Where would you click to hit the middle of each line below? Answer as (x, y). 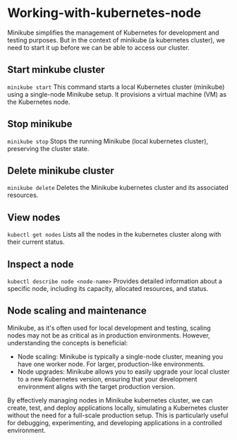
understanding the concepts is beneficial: (68, 343)
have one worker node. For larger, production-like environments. (111, 364)
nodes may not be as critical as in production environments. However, (109, 335)
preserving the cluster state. (48, 148)
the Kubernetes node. (39, 102)
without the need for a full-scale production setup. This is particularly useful (118, 415)
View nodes (34, 217)
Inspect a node (41, 264)
